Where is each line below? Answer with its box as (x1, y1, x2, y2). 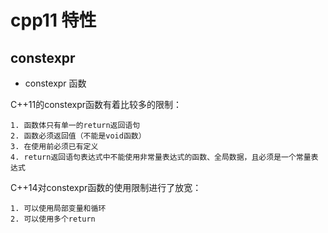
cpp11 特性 (10, 9, 97, 32)
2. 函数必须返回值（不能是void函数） (10, 131, 147, 141)
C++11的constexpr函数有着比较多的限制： (10, 99, 182, 110)
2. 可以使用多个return (10, 214, 96, 224)
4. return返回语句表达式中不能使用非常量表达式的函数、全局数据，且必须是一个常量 (10, 152, 312, 162)
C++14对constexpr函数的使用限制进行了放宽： (10, 182, 202, 193)
